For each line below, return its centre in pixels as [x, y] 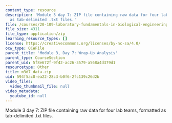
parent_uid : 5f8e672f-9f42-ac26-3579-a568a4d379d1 [60, 63]
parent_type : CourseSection [35, 58]
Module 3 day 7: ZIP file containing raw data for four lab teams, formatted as [86, 110]
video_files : [19, 81]
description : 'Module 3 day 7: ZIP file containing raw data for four [82, 15]
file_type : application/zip [35, 34]
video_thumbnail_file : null [40, 86]
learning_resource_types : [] [36, 39]
